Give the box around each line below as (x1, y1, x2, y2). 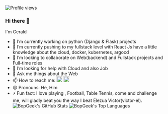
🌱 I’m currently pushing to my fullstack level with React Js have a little (12, 44, 157, 50)
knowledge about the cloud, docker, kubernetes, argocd (12, 49, 129, 55)
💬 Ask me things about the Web (12, 71, 78, 77)
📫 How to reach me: (12, 77, 56, 83)
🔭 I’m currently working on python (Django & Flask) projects (12, 38, 137, 45)
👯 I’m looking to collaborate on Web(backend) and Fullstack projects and (12, 54, 163, 61)
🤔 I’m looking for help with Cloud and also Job (12, 66, 108, 72)
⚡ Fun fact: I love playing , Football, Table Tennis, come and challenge (12, 90, 157, 96)
